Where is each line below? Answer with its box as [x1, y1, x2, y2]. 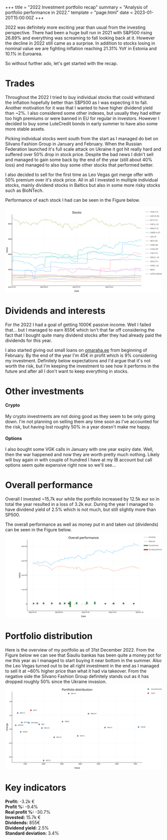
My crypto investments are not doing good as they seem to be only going [5, 413, 156, 419]
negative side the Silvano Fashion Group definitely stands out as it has [5, 673, 149, 679]
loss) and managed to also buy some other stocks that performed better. [5, 162, 154, 168]
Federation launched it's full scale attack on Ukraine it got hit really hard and [5, 146, 162, 152]
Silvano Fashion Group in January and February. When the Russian [5, 141, 142, 147]
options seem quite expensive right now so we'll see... [5, 462, 116, 468]
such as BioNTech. [5, 187, 44, 193]
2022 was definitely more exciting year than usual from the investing [5, 24, 146, 30]
